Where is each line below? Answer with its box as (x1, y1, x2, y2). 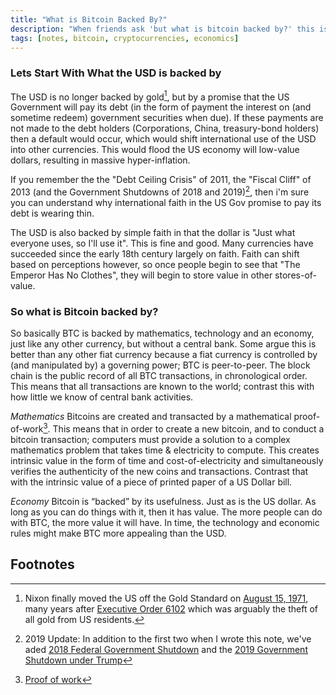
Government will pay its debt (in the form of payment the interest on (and (10, 101, 312, 113)
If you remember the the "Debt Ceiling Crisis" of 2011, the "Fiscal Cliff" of (10, 174, 312, 186)
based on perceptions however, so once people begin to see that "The (10, 258, 301, 270)
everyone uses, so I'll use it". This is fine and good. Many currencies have (10, 237, 314, 249)
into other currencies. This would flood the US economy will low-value (10, 144, 300, 156)
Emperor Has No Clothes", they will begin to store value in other (10, 269, 273, 281)
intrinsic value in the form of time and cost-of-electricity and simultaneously (10, 454, 324, 466)
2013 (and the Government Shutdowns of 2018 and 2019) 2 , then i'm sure (10, 184, 310, 198)
